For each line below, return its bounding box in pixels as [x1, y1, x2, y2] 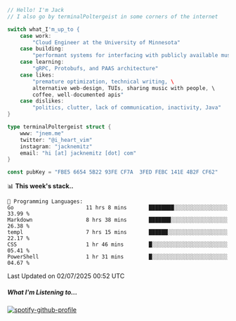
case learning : [20, 58, 65, 66]
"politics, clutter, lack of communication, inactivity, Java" [32, 104, 221, 112]
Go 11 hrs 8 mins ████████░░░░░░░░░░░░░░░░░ [7, 204, 228, 211]
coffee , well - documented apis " [32, 91, 124, 98]
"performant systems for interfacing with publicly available [32, 52, 218, 59]
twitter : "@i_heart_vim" [20, 136, 93, 143]
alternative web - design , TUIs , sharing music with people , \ [32, 84, 216, 91]
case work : [20, 32, 52, 39]
